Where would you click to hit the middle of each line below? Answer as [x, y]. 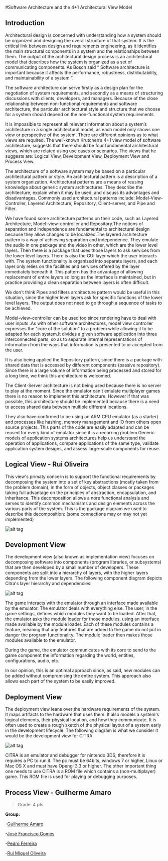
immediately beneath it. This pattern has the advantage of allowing [74, 271]
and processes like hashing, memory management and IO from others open [83, 422]
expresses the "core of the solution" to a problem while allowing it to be [79, 328]
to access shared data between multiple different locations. [66, 407]
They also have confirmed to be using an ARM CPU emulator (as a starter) [82, 416]
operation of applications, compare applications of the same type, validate [82, 443]
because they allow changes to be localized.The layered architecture [76, 234]
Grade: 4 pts [30, 805]
